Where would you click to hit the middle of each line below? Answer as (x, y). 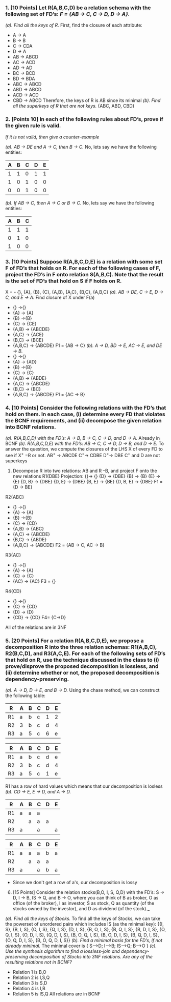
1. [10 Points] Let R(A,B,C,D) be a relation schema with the (78, 8)
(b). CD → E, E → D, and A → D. (38, 792)
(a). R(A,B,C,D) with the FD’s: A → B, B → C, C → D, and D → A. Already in (82, 438)
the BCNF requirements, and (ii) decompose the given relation (83, 420)
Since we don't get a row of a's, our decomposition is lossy (75, 883)
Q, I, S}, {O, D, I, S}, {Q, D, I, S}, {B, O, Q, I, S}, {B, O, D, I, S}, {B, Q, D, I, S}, (82, 935)
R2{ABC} (15, 497)
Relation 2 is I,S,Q (31, 977)
